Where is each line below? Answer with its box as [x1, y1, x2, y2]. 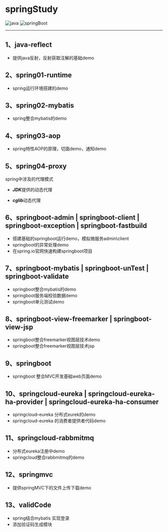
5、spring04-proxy [5, 162, 67, 170]
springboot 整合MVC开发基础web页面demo [12, 373, 102, 379]
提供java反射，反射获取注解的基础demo [12, 55, 94, 61]
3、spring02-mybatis [5, 101, 74, 110]
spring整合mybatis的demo [12, 115, 67, 121]
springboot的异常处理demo [12, 241, 69, 247]
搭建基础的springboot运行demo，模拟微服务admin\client [12, 235, 129, 241]
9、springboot [5, 359, 51, 368]
